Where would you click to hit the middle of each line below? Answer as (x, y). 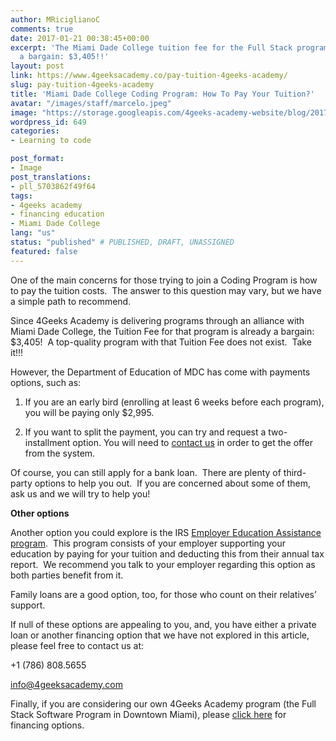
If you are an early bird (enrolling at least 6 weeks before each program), (174, 402)
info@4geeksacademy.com (66, 684)
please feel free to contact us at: (77, 645)
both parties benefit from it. (67, 575)
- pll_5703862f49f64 (53, 186)
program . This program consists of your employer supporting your (148, 543)
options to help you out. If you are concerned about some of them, (173, 483)
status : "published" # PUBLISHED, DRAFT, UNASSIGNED (122, 242)
